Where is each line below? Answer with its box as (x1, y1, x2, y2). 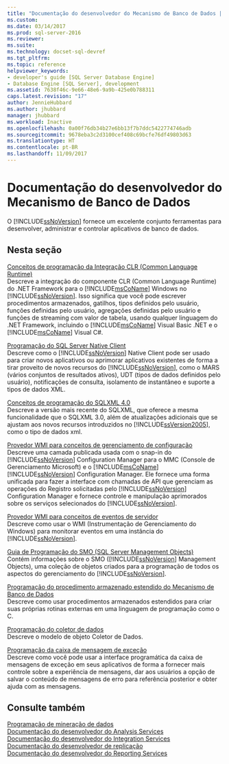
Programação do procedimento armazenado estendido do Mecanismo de (7, 582, 215, 590)
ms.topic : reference (7, 61, 67, 68)
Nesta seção (7, 244, 62, 256)
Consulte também (7, 702, 86, 714)
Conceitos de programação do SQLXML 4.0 (7, 398, 131, 407)
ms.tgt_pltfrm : (7, 55, 51, 62)
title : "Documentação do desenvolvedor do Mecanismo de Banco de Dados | (7, 10, 223, 17)
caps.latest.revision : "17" (7, 93, 88, 100)
